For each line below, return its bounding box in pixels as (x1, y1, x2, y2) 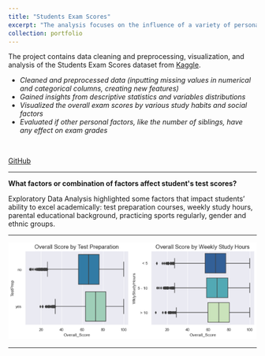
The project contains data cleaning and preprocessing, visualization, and (8, 52, 244, 61)
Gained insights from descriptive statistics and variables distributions (19, 92, 246, 102)
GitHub (8, 156, 32, 165)
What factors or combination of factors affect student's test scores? (8, 179, 237, 188)
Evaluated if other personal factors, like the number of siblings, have (19, 117, 243, 127)
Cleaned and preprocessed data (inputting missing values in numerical (19, 76, 251, 85)
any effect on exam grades (19, 126, 108, 135)
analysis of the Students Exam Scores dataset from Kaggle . (8, 60, 201, 70)
